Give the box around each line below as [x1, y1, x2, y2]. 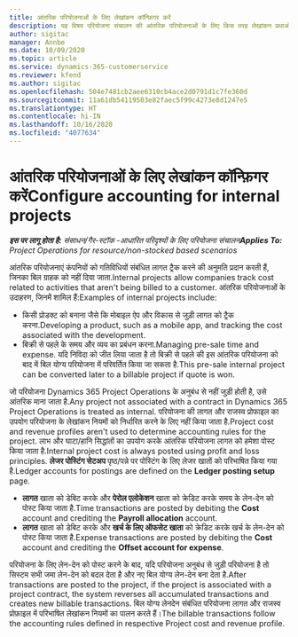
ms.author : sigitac [9, 79, 82, 88]
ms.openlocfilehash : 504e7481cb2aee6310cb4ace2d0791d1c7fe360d [9, 87, 248, 96]
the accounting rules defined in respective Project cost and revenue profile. [9, 617, 286, 628]
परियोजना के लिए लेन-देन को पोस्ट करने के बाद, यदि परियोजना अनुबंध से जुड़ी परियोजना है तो [9, 559, 270, 570]
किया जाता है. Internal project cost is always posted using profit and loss [9, 445, 260, 456]
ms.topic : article [9, 54, 77, 63]
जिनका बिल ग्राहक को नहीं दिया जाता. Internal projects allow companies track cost [9, 271, 275, 282]
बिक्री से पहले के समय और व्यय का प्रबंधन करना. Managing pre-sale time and [21, 339, 260, 350]
